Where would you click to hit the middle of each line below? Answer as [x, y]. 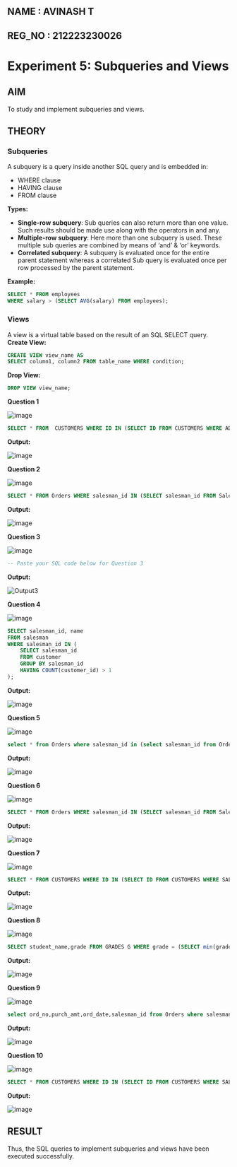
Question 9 [24, 988]
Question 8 [24, 920]
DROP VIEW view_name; [39, 388]
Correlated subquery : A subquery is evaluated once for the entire [113, 253]
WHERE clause [39, 180]
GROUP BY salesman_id [51, 664]
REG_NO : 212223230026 [65, 36]
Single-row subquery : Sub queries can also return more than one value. [123, 223]
